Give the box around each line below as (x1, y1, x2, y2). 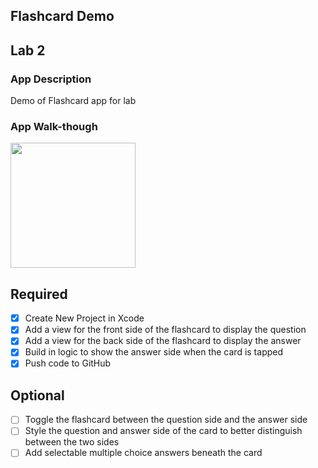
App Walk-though (10, 120, 98, 133)
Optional (10, 387, 65, 404)
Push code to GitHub (24, 357, 112, 369)
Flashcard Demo (10, 8, 115, 25)
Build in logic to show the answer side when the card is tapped (24, 346, 284, 358)
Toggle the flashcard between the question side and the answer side (24, 414, 308, 426)
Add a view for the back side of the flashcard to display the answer (24, 335, 302, 347)
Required (10, 285, 68, 303)
